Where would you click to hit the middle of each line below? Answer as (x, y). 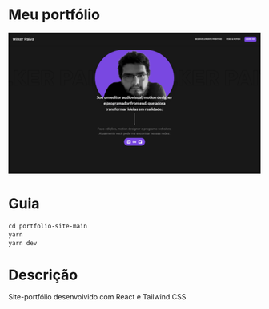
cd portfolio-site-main (48, 226)
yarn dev (23, 244)
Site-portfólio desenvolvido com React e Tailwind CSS (97, 297)
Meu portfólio (54, 15)
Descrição (43, 275)
